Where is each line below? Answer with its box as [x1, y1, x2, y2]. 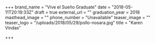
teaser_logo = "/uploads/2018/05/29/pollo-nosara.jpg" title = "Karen [5, 20, 143, 25]
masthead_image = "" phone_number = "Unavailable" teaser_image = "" [5, 15, 151, 20]
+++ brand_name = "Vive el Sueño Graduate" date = [5, 4, 111, 10]
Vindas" [5, 25, 21, 31]
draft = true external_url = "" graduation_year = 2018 [34, 9, 140, 15]
